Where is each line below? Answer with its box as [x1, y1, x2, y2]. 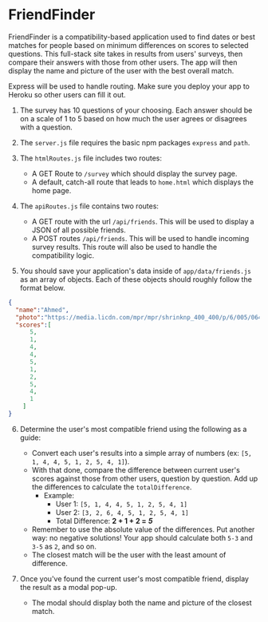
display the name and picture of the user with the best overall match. [8, 65, 235, 75]
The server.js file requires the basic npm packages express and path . [19, 137, 250, 147]
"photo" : [15, 313, 45, 321]
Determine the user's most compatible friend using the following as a [19, 424, 247, 434]
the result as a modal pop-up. [19, 582, 118, 592]
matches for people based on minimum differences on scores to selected [8, 40, 249, 50]
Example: [43, 490, 74, 500]
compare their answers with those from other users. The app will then [8, 57, 238, 67]
